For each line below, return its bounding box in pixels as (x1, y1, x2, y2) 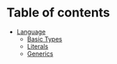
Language (16, 28, 46, 36)
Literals (26, 42, 49, 50)
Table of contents (6, 5, 111, 21)
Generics (26, 50, 54, 58)
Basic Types (26, 34, 63, 43)
